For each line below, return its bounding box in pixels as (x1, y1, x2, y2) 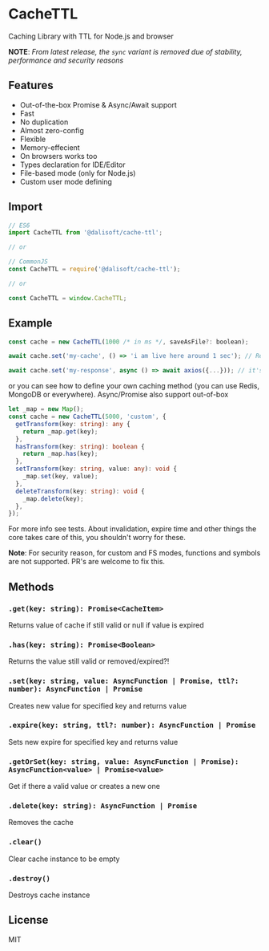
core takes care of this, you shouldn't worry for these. (8, 533, 187, 543)
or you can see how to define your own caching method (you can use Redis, (8, 381, 260, 391)
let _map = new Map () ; (8, 405, 84, 413)
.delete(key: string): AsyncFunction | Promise (8, 802, 198, 811)
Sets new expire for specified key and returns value (8, 737, 179, 746)
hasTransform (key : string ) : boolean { (15, 442, 146, 450)
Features (8, 79, 54, 92)
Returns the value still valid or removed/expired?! (8, 656, 170, 666)
